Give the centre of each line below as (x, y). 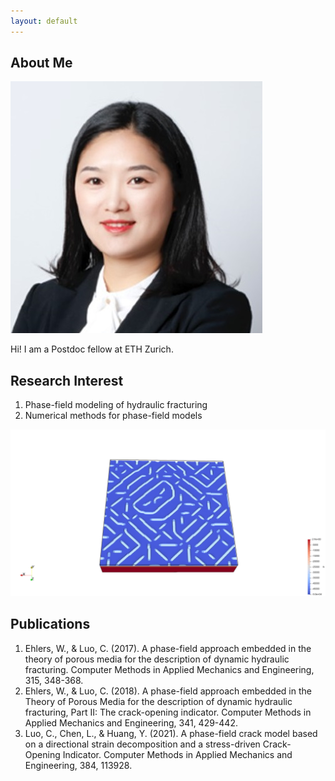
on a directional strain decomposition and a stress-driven (142, 744)
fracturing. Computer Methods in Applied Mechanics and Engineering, (169, 669)
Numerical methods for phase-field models (113, 416)
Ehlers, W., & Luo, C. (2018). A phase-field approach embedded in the (168, 691)
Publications (50, 624)
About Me (41, 63)
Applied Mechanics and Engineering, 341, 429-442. (131, 722)
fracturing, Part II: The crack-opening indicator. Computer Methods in (168, 712)
